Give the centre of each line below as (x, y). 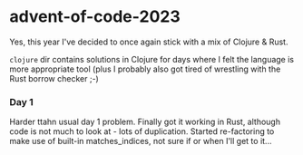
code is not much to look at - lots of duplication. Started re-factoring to (142, 131)
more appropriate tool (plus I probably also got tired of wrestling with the (145, 69)
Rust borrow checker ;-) (54, 78)
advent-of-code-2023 (95, 17)
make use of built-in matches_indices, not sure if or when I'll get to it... (141, 141)
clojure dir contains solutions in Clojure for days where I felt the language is (152, 59)
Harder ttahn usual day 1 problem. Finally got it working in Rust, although (145, 122)
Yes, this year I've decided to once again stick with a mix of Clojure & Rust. (149, 42)
